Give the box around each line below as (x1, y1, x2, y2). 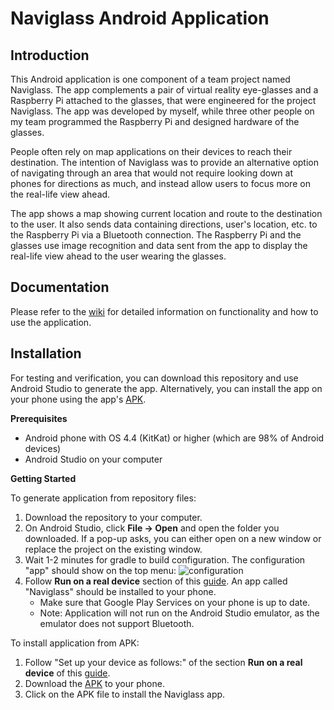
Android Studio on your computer (24, 453, 163, 465)
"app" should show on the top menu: (24, 564, 177, 576)
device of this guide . (24, 667, 111, 679)
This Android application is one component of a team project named (10, 73, 291, 85)
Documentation (10, 279, 110, 296)
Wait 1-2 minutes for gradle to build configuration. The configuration (24, 553, 306, 566)
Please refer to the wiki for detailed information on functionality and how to (10, 305, 319, 317)
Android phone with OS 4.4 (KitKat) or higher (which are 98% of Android (24, 432, 325, 444)
